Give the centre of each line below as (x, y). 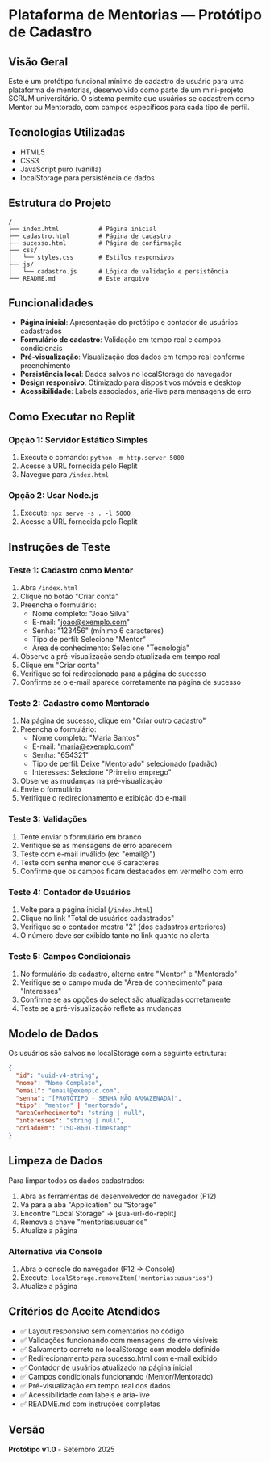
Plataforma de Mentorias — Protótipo (135, 15)
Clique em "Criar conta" (60, 666)
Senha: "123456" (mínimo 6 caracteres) (98, 631)
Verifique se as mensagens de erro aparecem (96, 845)
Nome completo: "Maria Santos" (85, 738)
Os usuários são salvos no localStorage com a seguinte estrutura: (118, 1054)
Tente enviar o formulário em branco (81, 837)
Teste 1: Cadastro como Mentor (71, 570)
